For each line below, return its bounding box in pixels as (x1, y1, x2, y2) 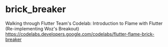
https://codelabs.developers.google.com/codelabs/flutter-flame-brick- (5, 31, 155, 37)
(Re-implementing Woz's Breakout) (5, 25, 79, 31)
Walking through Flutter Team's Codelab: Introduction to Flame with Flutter (5, 20, 163, 26)
